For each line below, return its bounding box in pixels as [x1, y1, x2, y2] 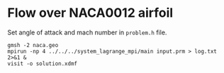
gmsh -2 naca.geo [7, 41, 59, 48]
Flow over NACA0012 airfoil [7, 5, 174, 21]
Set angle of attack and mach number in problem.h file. [7, 28, 167, 36]
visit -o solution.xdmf [7, 60, 78, 67]
